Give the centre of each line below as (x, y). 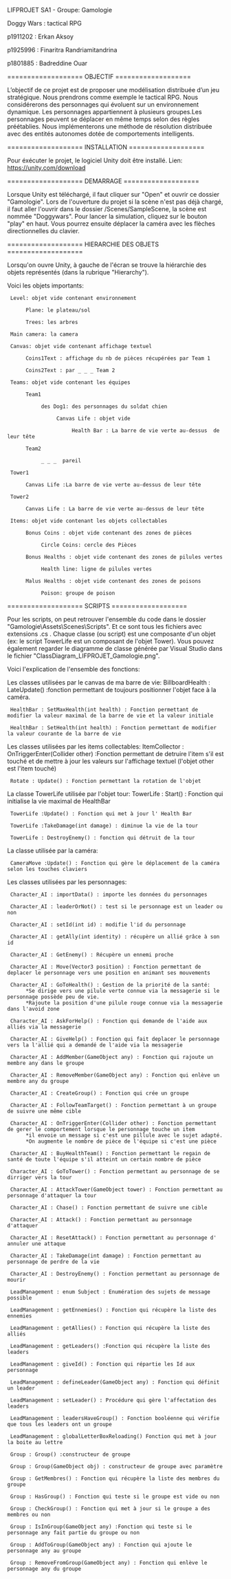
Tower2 (20, 497)
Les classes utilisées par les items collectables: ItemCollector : (96, 746)
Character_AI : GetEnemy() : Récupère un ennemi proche (92, 955)
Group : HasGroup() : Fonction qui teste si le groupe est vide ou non (115, 1496)
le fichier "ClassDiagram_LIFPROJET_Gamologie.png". (84, 656)
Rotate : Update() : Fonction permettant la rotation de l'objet (106, 781)
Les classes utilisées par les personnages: (67, 882)
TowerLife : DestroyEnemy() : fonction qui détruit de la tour (102, 838)
